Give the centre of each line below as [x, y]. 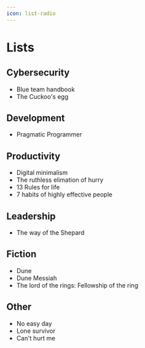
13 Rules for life [38, 187]
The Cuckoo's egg [42, 96]
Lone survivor [36, 331]
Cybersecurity [38, 73]
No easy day [34, 323]
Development [36, 118]
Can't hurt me [36, 338]
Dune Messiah [37, 278]
